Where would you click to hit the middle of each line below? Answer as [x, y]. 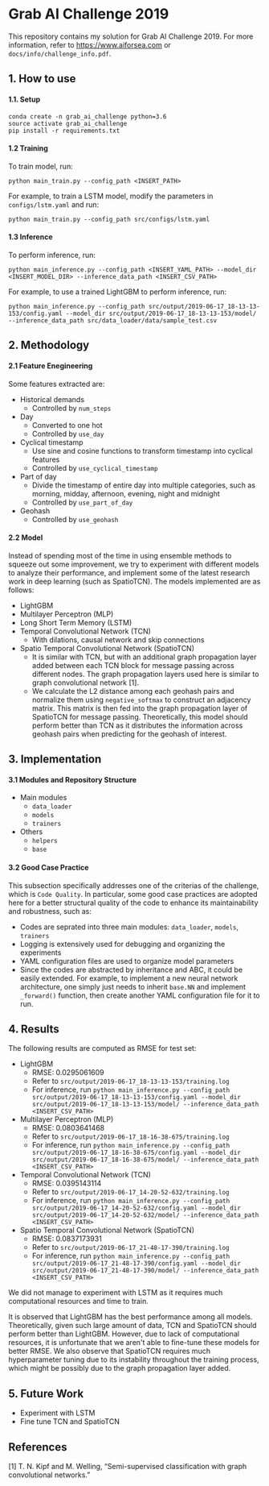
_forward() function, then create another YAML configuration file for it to [140, 995]
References [38, 1447]
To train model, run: [41, 166]
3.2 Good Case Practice [49, 867]
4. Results [34, 1029]
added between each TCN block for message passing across [133, 665]
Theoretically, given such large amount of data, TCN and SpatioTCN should [132, 1326]
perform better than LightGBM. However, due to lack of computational [124, 1334]
